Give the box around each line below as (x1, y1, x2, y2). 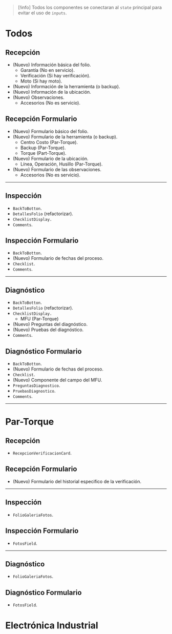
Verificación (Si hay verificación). (20, 73, 91, 78)
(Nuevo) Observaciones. (12, 94, 65, 100)
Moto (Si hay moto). (20, 78, 62, 84)
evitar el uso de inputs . (17, 10, 67, 16)
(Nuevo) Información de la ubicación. (12, 89, 91, 95)
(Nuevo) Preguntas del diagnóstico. (12, 321, 88, 328)
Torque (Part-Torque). (20, 150, 67, 156)
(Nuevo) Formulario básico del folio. (12, 128, 89, 134)
